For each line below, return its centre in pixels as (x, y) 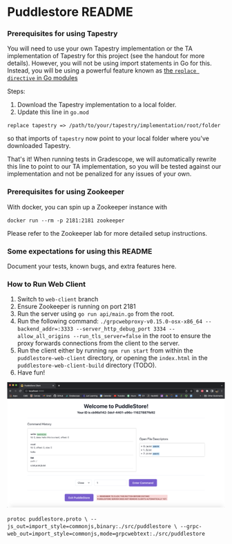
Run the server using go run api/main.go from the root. (96, 314)
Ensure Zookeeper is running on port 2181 (76, 307)
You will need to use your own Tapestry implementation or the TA (100, 48)
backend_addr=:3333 (45, 329)
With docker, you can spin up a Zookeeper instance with (87, 207)
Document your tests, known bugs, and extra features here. (92, 266)
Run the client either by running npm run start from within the (105, 350)
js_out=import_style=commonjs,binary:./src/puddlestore (89, 527)
